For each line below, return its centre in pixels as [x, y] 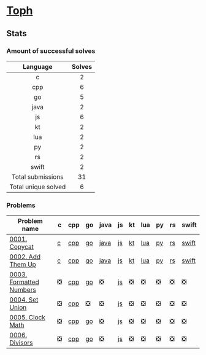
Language [37, 66]
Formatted [25, 282]
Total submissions [37, 177]
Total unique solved [38, 187]
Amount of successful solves [51, 51]
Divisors [21, 343]
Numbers [23, 290]
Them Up [23, 265]
